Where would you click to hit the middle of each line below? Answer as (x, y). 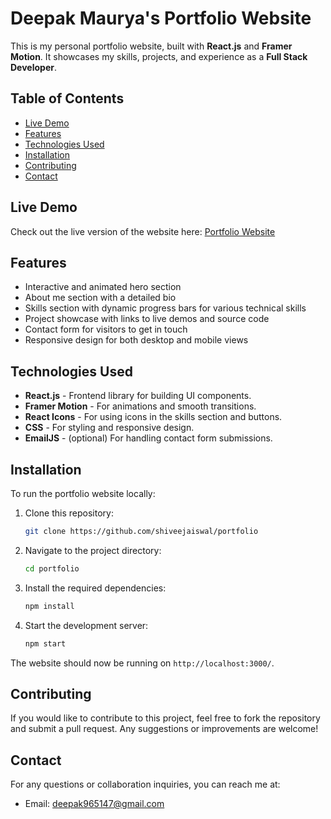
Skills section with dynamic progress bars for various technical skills (165, 308)
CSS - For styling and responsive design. (109, 428)
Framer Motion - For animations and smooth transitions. (140, 406)
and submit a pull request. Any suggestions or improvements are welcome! (164, 729)
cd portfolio (52, 568)
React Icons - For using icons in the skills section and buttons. (153, 417)
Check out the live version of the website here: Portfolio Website (143, 231)
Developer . (33, 67)
